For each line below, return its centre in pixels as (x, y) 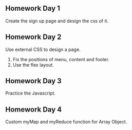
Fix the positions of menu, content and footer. (61, 59)
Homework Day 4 (34, 109)
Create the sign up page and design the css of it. (57, 21)
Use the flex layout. (33, 65)
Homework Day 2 (33, 37)
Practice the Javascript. (30, 93)
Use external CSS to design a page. (43, 49)
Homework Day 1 (33, 8)
